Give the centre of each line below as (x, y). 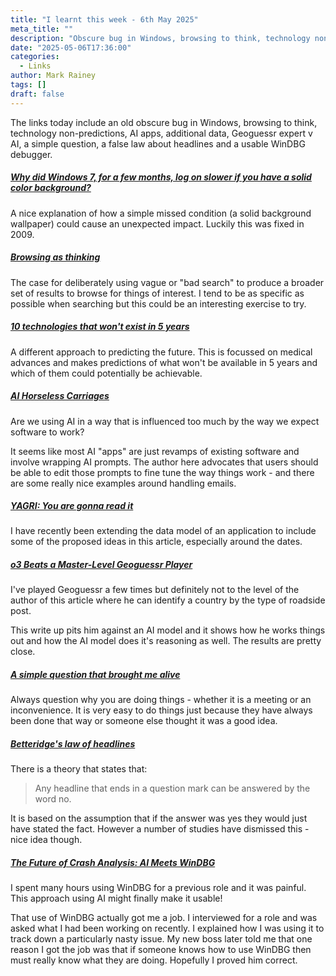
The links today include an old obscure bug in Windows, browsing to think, (164, 122)
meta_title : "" (42, 29)
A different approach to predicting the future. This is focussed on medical (161, 352)
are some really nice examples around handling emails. (123, 483)
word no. (53, 799)
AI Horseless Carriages (60, 396)
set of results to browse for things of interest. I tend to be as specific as (157, 293)
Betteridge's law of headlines (73, 744)
